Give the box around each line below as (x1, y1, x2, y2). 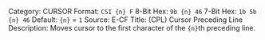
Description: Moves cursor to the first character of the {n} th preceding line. (8, 24, 256, 32)
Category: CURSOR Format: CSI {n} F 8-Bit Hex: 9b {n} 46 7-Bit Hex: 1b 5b (8, 7, 257, 16)
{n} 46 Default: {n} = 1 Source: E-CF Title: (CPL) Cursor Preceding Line (8, 15, 243, 24)
